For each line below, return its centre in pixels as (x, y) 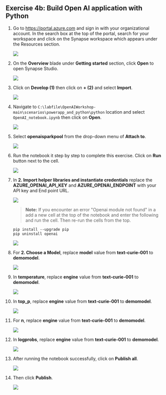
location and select (125, 112)
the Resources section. (36, 44)
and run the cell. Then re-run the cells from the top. (78, 220)
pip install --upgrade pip (41, 229)
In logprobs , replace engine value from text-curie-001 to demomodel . (86, 339)
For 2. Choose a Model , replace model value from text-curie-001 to (83, 252)
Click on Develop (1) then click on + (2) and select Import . (73, 88)
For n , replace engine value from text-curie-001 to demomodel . (79, 320)
